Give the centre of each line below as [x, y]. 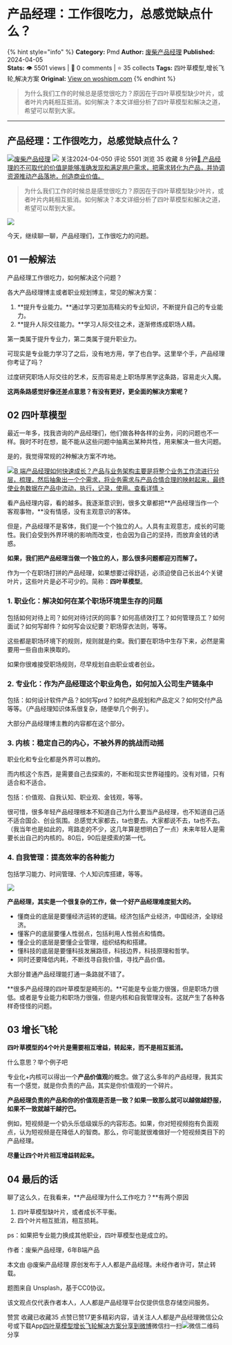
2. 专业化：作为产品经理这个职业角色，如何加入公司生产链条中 [110, 684]
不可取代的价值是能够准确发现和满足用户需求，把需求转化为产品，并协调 [122, 167]
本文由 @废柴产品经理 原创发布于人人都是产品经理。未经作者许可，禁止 [109, 1265]
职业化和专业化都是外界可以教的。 [56, 759]
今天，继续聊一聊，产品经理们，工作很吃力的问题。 [80, 235]
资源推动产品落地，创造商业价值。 [56, 176]
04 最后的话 [33, 1179]
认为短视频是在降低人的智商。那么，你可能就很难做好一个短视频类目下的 [122, 1132]
